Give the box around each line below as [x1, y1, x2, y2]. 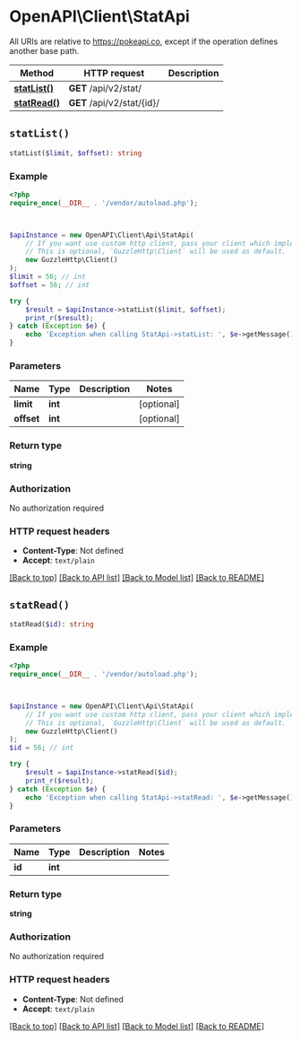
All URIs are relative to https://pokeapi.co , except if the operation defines [9, 36, 279, 47]
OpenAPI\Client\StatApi [9, 6, 190, 27]
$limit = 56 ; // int [9, 272, 87, 282]
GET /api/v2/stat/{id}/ [68, 96, 159, 109]
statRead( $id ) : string [9, 620, 94, 629]
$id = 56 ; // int [9, 743, 74, 753]
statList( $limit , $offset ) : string [9, 148, 142, 158]
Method [19, 66, 55, 79]
